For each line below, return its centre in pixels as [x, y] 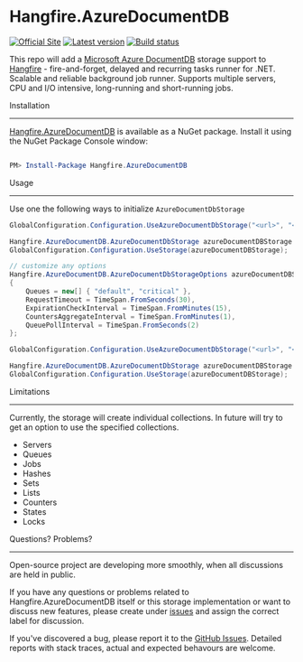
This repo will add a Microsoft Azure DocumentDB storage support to [138, 59]
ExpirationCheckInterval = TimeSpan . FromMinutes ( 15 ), [129, 308]
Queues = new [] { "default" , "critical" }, [109, 292]
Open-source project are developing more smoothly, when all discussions [147, 564]
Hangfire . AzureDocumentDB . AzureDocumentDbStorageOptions [119, 275]
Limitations [30, 391]
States [34, 511]
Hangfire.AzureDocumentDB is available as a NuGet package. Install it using [151, 131]
